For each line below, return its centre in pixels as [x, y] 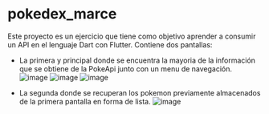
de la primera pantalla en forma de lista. [85, 101]
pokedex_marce [62, 14]
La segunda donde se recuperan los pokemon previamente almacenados [140, 92]
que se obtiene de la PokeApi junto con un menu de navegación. [126, 68]
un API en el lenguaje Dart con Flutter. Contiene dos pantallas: [110, 44]
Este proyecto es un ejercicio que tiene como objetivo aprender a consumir [132, 36]
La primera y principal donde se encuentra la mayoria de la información [137, 60]
